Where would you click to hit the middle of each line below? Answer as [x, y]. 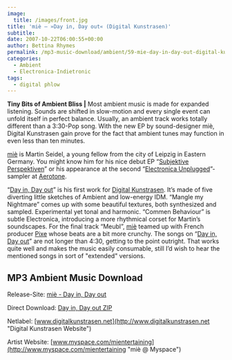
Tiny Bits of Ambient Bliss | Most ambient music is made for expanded [108, 104]
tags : [15, 78]
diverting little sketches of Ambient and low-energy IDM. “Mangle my [105, 197]
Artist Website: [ [30, 342]
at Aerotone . [49, 177]
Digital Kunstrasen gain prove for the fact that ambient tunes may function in [116, 134]
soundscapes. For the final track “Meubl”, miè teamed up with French [106, 226]
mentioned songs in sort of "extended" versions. [76, 256]
